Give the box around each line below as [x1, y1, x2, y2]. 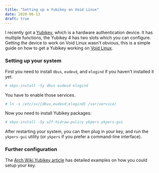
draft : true [5, 16, 29, 21]
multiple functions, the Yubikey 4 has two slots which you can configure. [5, 35, 151, 41]
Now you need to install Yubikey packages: [5, 110, 92, 116]
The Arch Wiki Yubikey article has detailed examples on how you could [5, 157, 148, 163]
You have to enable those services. [5, 92, 76, 98]
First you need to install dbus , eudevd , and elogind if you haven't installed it [5, 68, 154, 74]
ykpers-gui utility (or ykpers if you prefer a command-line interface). [5, 134, 142, 140]
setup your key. [5, 162, 36, 168]
